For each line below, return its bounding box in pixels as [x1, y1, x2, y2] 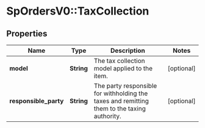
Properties [6, 29, 48, 39]
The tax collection [93, 56, 145, 65]
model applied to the [93, 64, 153, 72]
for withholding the [93, 89, 148, 98]
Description [110, 47, 145, 55]
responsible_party [9, 97, 64, 105]
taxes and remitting [93, 97, 149, 105]
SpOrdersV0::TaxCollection [6, 4, 149, 18]
